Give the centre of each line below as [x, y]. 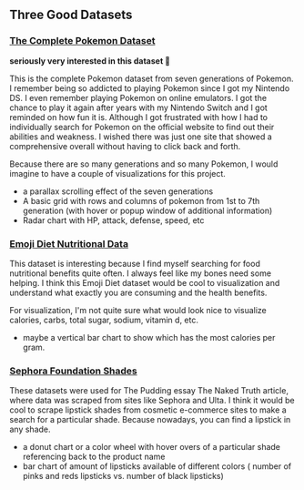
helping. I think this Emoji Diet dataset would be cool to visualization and [145, 282]
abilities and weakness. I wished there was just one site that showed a [141, 137]
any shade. [30, 429]
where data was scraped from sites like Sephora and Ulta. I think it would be [152, 401]
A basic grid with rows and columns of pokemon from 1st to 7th [141, 200]
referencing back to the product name [94, 457]
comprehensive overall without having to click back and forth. [125, 146]
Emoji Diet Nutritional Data [69, 243]
